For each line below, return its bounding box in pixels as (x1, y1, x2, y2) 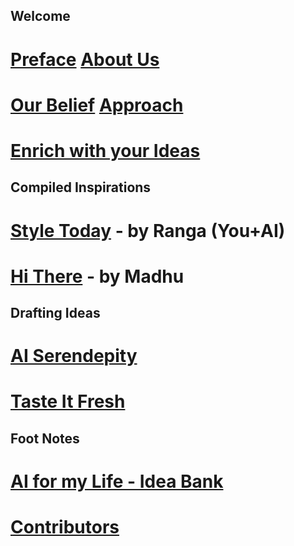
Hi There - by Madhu (10, 265, 185, 288)
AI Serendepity (10, 345, 138, 368)
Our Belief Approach (10, 94, 184, 116)
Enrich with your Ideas (10, 139, 201, 162)
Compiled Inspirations (10, 179, 152, 196)
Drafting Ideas (10, 305, 101, 322)
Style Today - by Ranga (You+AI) (10, 219, 286, 242)
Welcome (10, 8, 71, 25)
